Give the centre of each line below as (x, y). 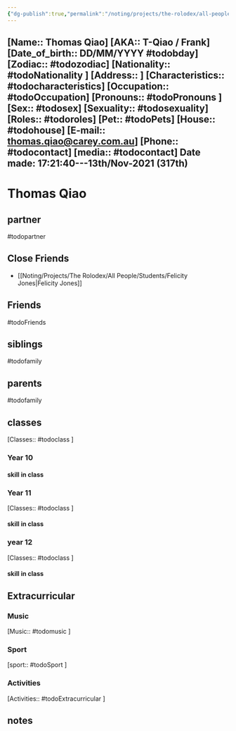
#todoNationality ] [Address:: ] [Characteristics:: (116, 76)
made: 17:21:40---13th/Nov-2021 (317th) (98, 164)
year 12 (20, 542)
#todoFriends (27, 322)
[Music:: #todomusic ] (39, 632)
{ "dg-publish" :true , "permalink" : (56, 14)
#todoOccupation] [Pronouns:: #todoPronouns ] (115, 98)
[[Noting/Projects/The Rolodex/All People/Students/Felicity (103, 275)
